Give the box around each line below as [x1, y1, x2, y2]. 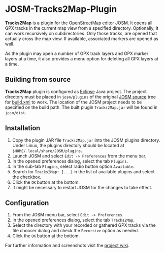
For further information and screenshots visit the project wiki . [5, 243, 130, 249]
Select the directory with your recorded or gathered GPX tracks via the [12, 222, 156, 228]
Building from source [5, 75, 71, 84]
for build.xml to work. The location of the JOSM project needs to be [5, 99, 142, 105]
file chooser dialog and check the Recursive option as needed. [12, 228, 139, 234]
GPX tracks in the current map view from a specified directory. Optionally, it [5, 25, 159, 31]
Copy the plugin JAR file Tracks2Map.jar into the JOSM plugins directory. [12, 137, 160, 143]
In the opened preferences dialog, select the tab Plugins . [12, 158, 128, 164]
